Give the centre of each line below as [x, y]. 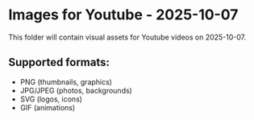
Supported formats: [59, 62]
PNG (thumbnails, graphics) [66, 81]
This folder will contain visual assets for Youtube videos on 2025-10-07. [127, 37]
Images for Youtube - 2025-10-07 [123, 15]
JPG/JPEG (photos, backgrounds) [76, 90]
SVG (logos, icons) [51, 99]
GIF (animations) [48, 107]
